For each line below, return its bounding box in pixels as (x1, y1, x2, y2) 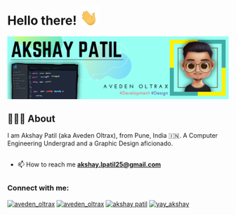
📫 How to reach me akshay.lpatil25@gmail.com (17, 160, 162, 169)
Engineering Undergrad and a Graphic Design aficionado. (7, 139, 173, 148)
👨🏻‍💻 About (7, 113, 55, 125)
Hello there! (7, 13, 77, 29)
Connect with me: (7, 183, 70, 193)
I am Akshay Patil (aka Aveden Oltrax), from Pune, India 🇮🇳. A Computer (7, 131, 218, 140)
